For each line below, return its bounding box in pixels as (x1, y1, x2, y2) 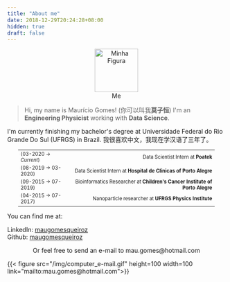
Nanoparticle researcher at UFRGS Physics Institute (92, 195, 213, 202)
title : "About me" (7, 10, 60, 17)
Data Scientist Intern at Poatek (143, 153, 213, 160)
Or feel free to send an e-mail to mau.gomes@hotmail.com (33, 247, 200, 254)
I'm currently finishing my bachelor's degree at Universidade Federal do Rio (7, 127, 223, 136)
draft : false (7, 29, 45, 37)
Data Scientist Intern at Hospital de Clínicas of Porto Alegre (75, 167, 213, 174)
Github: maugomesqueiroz (7, 233, 83, 241)
